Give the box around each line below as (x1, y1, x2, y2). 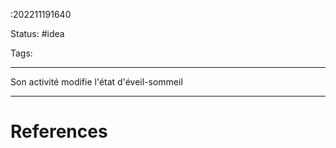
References (10, 120, 108, 143)
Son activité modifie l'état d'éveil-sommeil (10, 76, 183, 88)
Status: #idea (10, 28, 65, 39)
